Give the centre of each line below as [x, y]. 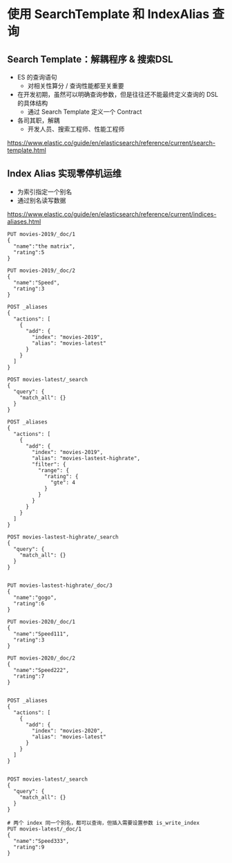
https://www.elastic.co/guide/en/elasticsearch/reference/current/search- [112, 143]
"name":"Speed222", [41, 670]
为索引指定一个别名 [45, 192]
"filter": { [49, 464]
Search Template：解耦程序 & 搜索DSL [90, 59]
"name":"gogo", [35, 597]
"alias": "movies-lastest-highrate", [86, 458]
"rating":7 [29, 676]
